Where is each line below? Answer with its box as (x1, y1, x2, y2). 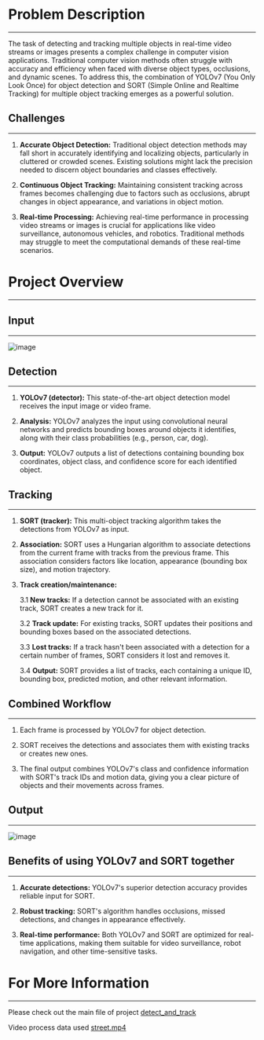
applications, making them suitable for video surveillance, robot (35, 938, 241, 947)
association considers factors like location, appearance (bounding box (19, 556, 247, 566)
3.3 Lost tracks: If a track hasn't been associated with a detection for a (19, 643, 250, 652)
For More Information (8, 974, 149, 991)
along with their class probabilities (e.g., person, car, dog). (19, 434, 209, 443)
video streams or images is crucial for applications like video (19, 220, 216, 229)
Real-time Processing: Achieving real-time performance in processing (19, 212, 249, 222)
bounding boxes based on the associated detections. (19, 627, 192, 637)
